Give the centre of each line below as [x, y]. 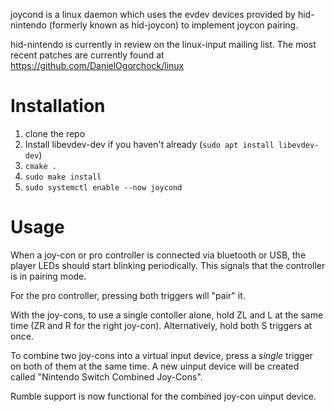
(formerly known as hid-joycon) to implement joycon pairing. [173, 25]
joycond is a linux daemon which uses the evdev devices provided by [153, 14]
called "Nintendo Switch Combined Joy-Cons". [106, 376]
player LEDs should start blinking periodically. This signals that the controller [168, 265]
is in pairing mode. [48, 276]
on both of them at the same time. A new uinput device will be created [155, 366]
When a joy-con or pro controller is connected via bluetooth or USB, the [158, 255]
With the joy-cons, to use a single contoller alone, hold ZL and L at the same [167, 315]
